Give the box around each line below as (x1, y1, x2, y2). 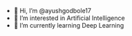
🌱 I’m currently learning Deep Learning (13, 21, 124, 29)
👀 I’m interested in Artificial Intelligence (13, 14, 126, 22)
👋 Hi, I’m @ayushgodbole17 (13, 7, 92, 15)
